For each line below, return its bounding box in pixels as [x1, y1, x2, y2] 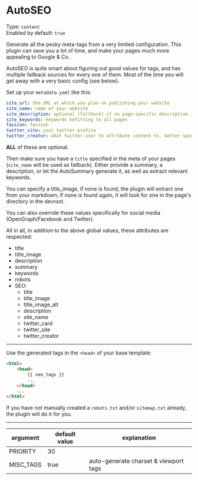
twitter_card [23, 320, 53, 327]
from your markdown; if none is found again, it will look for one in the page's [6, 192, 192, 199]
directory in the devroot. [6, 198, 65, 205]
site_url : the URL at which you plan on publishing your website [6, 100, 170, 106]
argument [11, 434, 39, 442]
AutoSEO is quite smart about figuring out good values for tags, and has [6, 64, 181, 71]
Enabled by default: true [6, 29, 65, 36]
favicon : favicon [6, 122, 49, 128]
